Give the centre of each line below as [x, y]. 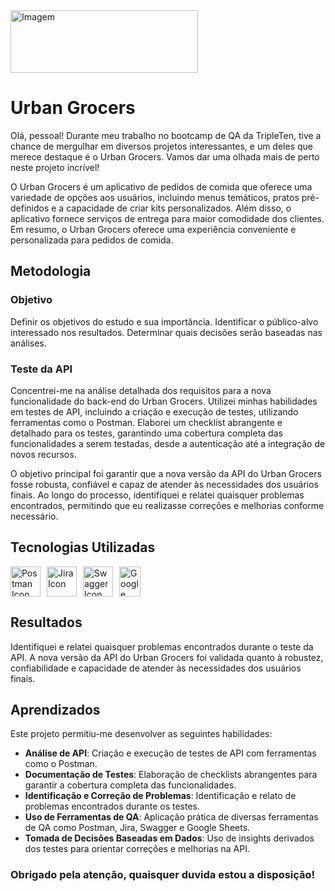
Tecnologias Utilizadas [83, 547]
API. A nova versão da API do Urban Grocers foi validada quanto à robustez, [167, 657]
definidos [30, 208]
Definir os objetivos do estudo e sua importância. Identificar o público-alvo [164, 321]
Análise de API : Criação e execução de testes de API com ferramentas [170, 753]
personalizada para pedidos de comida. [92, 240]
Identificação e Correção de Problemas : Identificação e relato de [160, 796]
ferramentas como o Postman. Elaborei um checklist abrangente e [146, 422]
